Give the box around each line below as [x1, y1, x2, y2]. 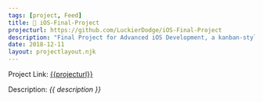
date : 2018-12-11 [8, 41, 65, 49]
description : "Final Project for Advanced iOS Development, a [8, 33, 215, 42]
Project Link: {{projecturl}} [8, 70, 93, 78]
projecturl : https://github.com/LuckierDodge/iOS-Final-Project [8, 26, 222, 34]
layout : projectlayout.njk [8, 48, 96, 56]
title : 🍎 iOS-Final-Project [8, 19, 100, 27]
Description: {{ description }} [8, 85, 102, 94]
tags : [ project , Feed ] [8, 11, 82, 20]
